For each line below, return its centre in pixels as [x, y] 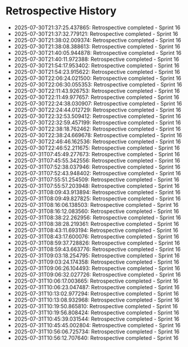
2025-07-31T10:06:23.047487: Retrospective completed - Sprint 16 [97, 287]
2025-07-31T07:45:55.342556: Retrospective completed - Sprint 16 [97, 160]
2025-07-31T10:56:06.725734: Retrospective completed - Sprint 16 [97, 331]
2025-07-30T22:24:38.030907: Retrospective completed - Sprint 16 [98, 103]
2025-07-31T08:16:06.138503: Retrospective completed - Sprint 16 [96, 205]
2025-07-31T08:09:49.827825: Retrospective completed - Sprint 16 [98, 199]
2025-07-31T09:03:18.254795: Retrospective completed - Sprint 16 [97, 255]
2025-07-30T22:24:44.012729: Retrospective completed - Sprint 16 [98, 110]
